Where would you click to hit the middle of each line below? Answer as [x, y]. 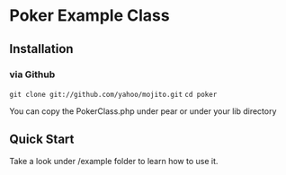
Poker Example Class [89, 16]
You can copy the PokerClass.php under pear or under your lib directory [143, 111]
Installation [41, 49]
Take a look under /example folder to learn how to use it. [114, 161]
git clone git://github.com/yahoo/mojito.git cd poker [113, 94]
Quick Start [42, 140]
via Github [32, 74]
